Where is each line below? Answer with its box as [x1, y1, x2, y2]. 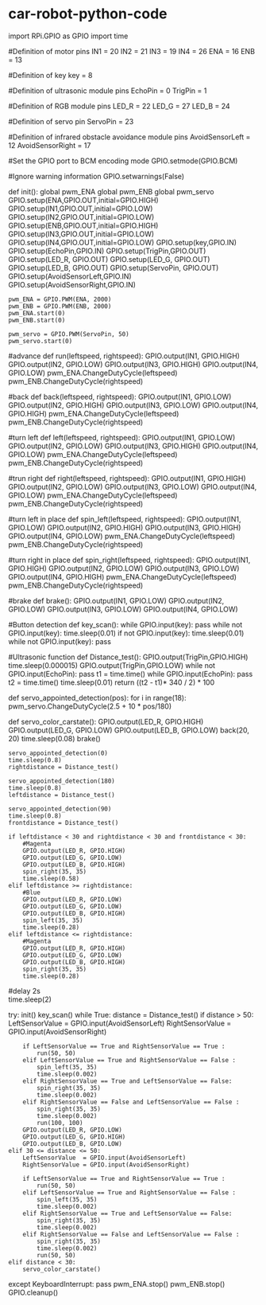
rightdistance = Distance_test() [8, 763, 119, 771]
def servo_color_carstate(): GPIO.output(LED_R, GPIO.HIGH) [8, 717, 204, 726]
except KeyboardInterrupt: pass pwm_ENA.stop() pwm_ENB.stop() [8, 1279, 226, 1288]
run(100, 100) [37, 1119, 83, 1127]
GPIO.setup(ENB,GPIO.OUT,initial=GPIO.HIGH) [8, 221, 159, 230]
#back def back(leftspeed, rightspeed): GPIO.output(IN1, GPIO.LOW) [8, 392, 232, 401]
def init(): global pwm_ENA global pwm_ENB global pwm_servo [8, 186, 214, 196]
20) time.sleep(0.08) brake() [8, 733, 101, 743]
